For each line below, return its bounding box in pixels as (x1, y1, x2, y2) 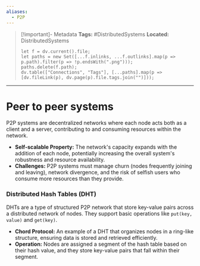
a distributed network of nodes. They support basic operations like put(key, (6, 209, 192, 217)
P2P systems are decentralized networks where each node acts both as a (6, 120, 187, 127)
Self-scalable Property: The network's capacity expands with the (14, 143, 177, 151)
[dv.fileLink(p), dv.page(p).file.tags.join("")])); (20, 74, 155, 80)
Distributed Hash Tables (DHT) (6, 190, 96, 198)
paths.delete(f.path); (20, 64, 77, 70)
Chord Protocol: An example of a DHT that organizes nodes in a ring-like (14, 227, 194, 235)
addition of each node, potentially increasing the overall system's (14, 150, 175, 157)
